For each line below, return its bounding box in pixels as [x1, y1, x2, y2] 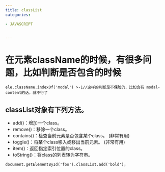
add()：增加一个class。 [12, 120, 62, 126]
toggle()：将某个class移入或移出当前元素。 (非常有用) [12, 139, 125, 145]
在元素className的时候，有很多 [5, 54, 143, 65]
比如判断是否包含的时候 [23, 67, 122, 78]
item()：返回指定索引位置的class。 [12, 145, 86, 152]
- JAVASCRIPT [5, 21, 33, 27]
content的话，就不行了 [5, 90, 48, 95]
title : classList [5, 7, 42, 13]
